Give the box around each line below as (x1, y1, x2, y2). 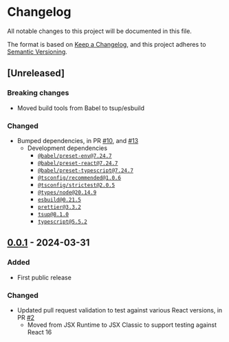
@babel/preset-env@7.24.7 (37, 152, 112, 159)
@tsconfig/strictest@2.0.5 (37, 182, 116, 189)
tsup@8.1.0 (37, 211, 69, 217)
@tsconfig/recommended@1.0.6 (37, 174, 122, 181)
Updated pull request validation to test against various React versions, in (17, 306, 223, 314)
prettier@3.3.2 (37, 204, 81, 211)
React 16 (27, 328, 52, 336)
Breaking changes (7, 88, 69, 98)
